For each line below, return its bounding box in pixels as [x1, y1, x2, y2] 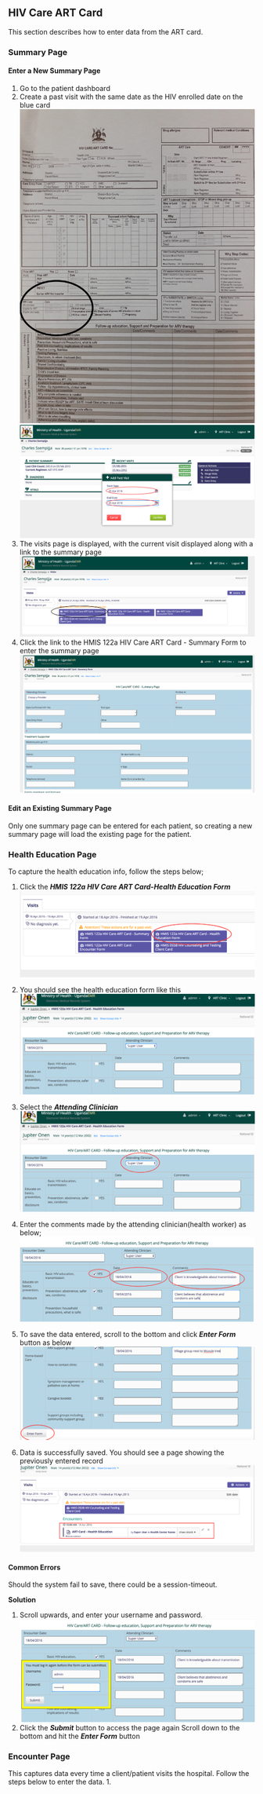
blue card [19, 100, 51, 109]
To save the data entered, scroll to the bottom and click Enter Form [19, 1329, 236, 1339]
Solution [8, 1595, 37, 1605]
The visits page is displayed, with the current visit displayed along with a [19, 539, 254, 549]
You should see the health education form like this [19, 985, 182, 994]
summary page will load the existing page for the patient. [8, 829, 192, 839]
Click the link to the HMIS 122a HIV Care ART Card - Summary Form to [19, 638, 247, 647]
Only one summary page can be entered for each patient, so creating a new [8, 820, 253, 831]
